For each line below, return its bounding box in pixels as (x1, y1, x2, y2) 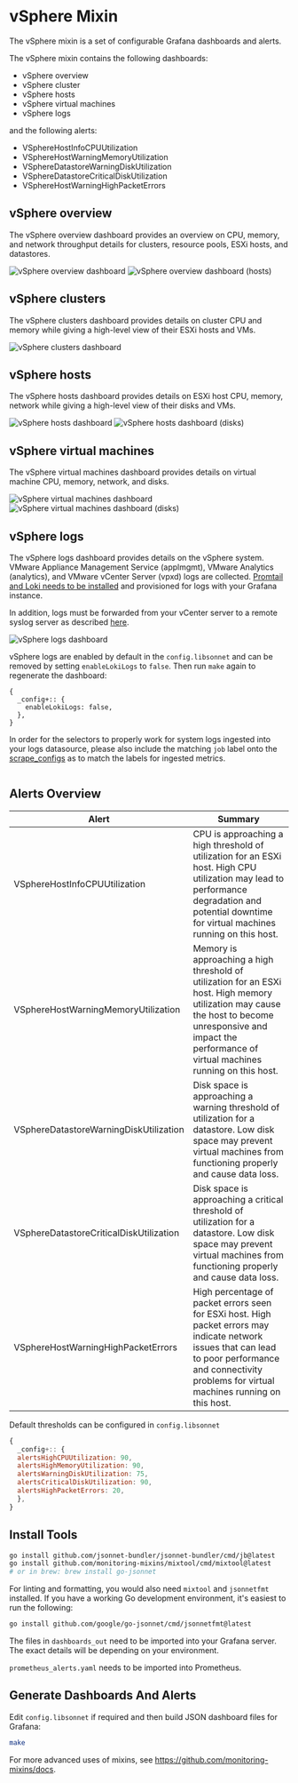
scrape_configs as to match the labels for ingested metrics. (9, 753, 226, 764)
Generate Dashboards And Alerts (9, 1688, 197, 1703)
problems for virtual (192, 1374, 275, 1387)
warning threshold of (192, 1100, 280, 1113)
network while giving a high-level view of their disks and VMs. (9, 400, 237, 411)
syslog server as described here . (9, 617, 130, 628)
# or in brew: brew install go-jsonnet (9, 1567, 157, 1577)
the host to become (192, 1009, 274, 1021)
